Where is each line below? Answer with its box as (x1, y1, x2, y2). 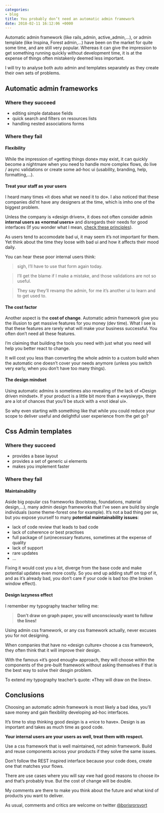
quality (12, 540, 26, 546)
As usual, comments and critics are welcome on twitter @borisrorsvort (5, 802, 147, 808)
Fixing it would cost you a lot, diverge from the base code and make (5, 565, 142, 571)
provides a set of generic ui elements (12, 458, 87, 464)
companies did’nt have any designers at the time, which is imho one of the (5, 199, 155, 205)
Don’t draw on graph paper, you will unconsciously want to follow (17, 612, 153, 618)
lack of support (12, 545, 43, 551)
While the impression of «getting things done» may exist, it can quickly (5, 156, 148, 162)
